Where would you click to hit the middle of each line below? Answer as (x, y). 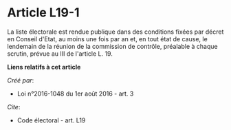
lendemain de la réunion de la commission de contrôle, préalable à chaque (112, 46)
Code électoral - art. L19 (51, 120)
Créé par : (21, 80)
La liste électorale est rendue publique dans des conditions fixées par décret (115, 32)
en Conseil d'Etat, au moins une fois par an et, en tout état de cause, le (107, 39)
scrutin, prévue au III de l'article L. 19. (60, 54)
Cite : (14, 107)
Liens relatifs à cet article (44, 67)
